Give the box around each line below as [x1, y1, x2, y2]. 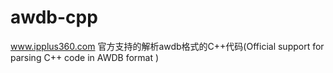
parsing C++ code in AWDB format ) [10, 51, 160, 63]
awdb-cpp [10, 6, 98, 29]
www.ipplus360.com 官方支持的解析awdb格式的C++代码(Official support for [10, 40, 325, 52]
